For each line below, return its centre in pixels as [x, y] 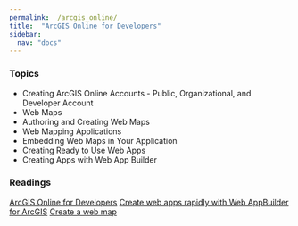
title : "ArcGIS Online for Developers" [86, 26]
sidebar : [25, 34]
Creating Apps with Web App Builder [90, 159]
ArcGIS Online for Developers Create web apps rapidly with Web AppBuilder [149, 202]
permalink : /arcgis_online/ [63, 17]
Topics [25, 74]
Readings [30, 182]
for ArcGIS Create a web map [63, 212]
